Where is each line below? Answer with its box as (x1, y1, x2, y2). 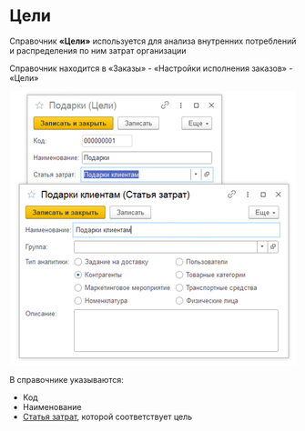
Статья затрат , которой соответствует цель (22, 411, 193, 423)
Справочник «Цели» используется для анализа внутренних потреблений (9, 35, 297, 46)
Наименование (22, 402, 82, 413)
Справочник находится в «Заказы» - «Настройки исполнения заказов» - (9, 63, 293, 74)
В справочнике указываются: (9, 375, 125, 386)
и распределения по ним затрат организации (9, 45, 187, 55)
